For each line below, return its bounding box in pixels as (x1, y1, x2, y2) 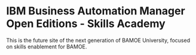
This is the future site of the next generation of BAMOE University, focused (6, 36, 190, 44)
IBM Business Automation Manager (6, 4, 185, 18)
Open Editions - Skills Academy (6, 17, 166, 30)
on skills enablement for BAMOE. (6, 43, 87, 50)
